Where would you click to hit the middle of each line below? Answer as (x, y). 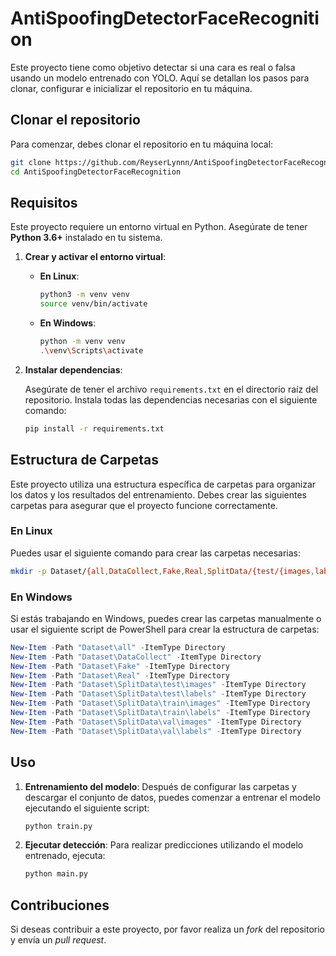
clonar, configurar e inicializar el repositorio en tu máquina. (131, 88)
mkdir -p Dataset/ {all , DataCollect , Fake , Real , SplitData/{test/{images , (162, 571)
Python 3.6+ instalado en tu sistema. (86, 238)
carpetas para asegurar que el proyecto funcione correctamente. (144, 505)
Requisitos (44, 202)
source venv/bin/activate (93, 304)
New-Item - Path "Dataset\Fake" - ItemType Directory (120, 666)
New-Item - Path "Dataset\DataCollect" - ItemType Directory (136, 657)
